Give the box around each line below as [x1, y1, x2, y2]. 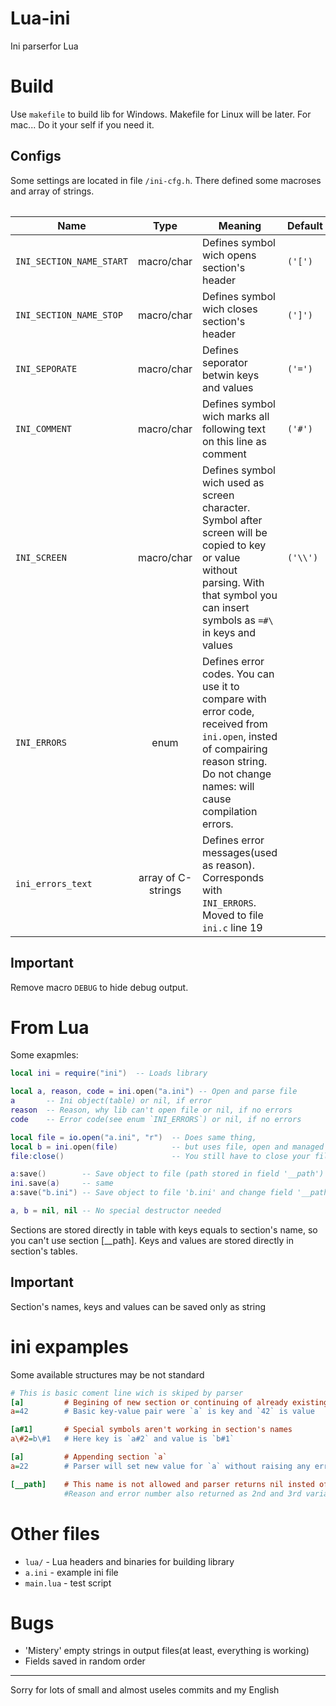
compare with [201, 692, 267, 706]
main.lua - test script [24, 1577, 112, 1589]
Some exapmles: [10, 1049, 79, 1061]
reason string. [201, 754, 268, 768]
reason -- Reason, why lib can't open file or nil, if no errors [10, 1105, 293, 1116]
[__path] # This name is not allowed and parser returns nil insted [10, 1479, 315, 1489]
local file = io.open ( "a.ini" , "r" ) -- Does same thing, [10, 1132, 257, 1142]
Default [287, 218, 323, 232]
